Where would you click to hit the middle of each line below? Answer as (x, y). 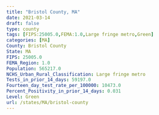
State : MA (19, 52)
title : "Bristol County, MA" (43, 12)
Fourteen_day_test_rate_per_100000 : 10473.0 (64, 86)
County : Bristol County (37, 46)
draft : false (23, 23)
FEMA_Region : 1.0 (28, 63)
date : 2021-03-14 (28, 18)
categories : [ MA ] (28, 40)
